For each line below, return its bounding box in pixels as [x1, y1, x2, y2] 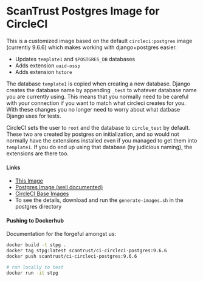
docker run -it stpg [6, 270, 59, 276]
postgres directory [15, 203, 62, 210]
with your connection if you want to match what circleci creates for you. [6, 99, 187, 107]
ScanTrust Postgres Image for [6, 4, 160, 18]
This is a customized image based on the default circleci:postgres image [6, 37, 193, 44]
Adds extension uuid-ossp [15, 62, 81, 69]
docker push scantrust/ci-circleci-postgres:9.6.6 [6, 253, 137, 260]
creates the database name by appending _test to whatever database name [6, 86, 197, 93]
